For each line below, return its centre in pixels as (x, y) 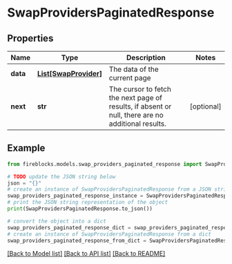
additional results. (138, 124)
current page (130, 78)
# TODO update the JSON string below (61, 177)
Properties (30, 38)
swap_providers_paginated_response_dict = (69, 227)
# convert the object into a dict (57, 221)
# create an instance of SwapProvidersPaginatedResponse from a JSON (109, 189)
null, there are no (136, 115)
